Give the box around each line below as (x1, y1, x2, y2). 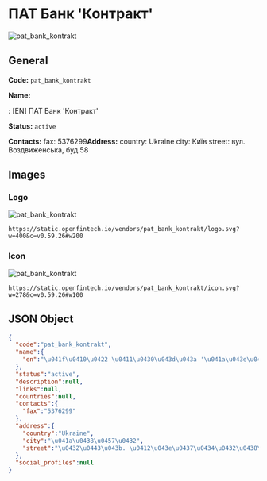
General (8, 54, 49, 67)
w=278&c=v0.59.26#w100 (8, 291, 83, 298)
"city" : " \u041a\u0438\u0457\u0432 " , (22, 437, 145, 444)
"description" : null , (15, 378, 83, 386)
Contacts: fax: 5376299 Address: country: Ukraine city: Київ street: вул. (8, 137, 246, 146)
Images (8, 168, 46, 182)
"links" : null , (15, 385, 62, 393)
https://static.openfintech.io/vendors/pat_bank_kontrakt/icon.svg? (8, 283, 240, 292)
